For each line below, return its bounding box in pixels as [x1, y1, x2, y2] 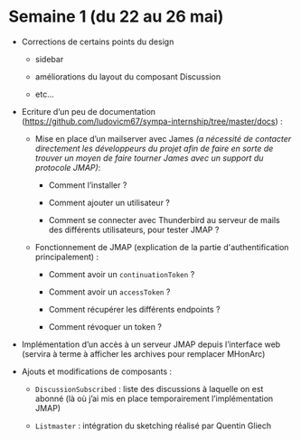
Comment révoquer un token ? [48, 321, 162, 332]
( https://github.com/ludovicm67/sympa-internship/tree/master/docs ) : [21, 116, 284, 126]
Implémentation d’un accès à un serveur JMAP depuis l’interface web [21, 339, 281, 350]
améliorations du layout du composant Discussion [34, 70, 221, 82]
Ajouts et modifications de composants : [21, 366, 173, 377]
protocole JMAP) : [34, 162, 101, 173]
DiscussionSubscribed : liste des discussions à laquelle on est [34, 383, 264, 394]
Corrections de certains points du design [21, 36, 174, 47]
